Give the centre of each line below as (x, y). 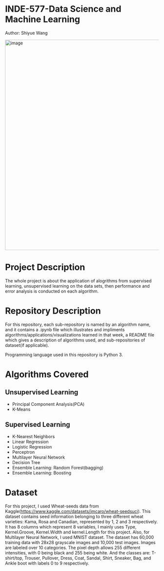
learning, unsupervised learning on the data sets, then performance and (77, 286)
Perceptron (23, 452)
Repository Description (53, 311)
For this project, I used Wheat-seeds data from (52, 506)
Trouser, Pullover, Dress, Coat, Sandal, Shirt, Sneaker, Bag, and (88, 558)
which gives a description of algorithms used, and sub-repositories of (75, 340)
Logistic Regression (32, 447)
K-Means (21, 409)
